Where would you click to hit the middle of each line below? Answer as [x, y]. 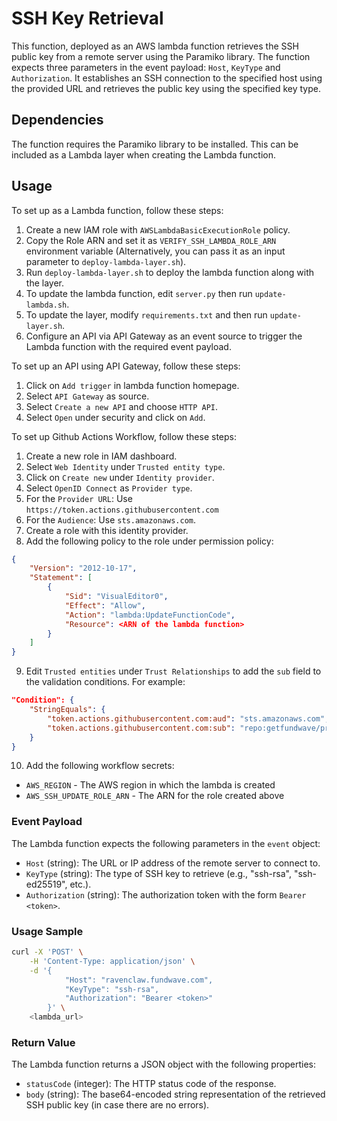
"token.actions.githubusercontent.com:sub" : [141, 728]
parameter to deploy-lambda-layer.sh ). [106, 261]
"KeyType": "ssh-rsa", [112, 989]
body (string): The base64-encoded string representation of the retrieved [175, 1094]
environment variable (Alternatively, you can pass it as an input [155, 251]
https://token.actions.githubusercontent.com [122, 510]
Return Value [43, 1042]
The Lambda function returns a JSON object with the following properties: [163, 1064]
